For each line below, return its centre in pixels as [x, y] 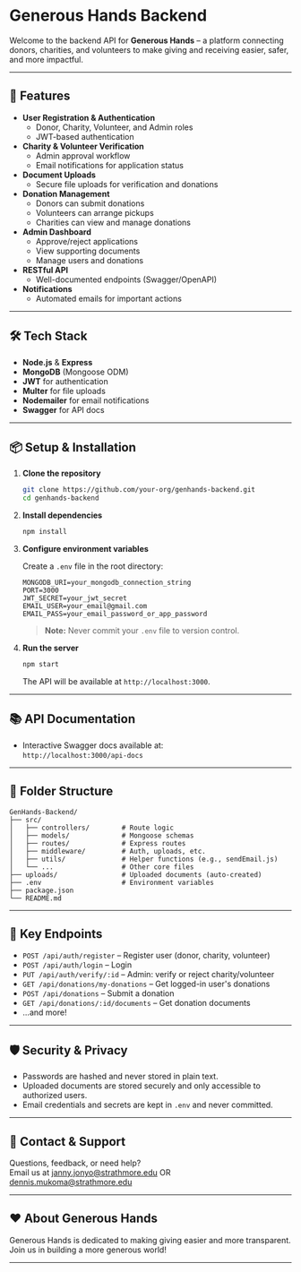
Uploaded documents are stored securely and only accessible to [142, 1086]
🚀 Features [40, 96]
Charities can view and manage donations [113, 222]
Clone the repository [61, 473]
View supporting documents [88, 251]
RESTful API [45, 270]
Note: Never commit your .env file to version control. [142, 631]
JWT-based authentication [85, 136]
